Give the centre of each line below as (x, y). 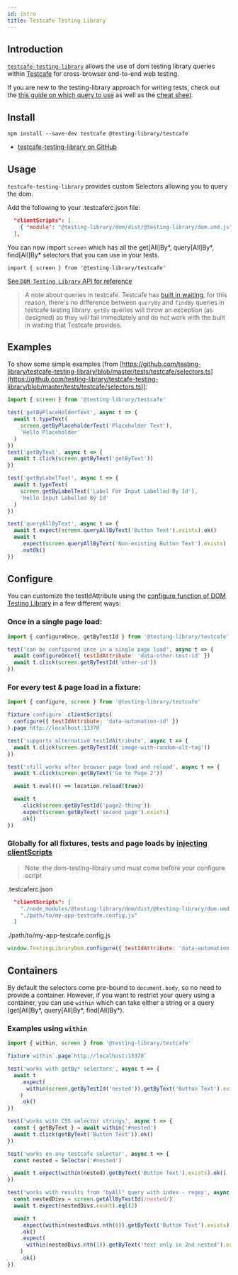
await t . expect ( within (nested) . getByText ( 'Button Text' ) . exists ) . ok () (120, 1173)
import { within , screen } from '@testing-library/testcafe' (100, 1043)
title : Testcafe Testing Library (57, 21)
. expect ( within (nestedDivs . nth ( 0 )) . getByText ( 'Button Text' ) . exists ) (125, 1225)
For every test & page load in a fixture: (74, 687)
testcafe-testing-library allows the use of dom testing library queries (111, 66)
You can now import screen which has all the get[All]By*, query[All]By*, (111, 247)
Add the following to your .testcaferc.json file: (74, 207)
